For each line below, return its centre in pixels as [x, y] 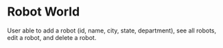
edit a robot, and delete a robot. [52, 37]
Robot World [44, 12]
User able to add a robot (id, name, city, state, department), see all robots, [112, 30]
